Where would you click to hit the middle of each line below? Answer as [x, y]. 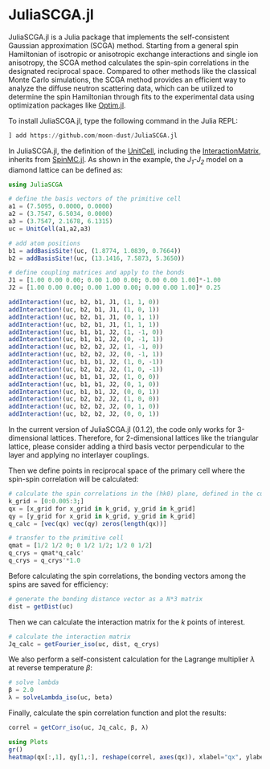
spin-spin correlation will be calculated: [74, 479]
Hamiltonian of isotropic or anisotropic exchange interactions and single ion [133, 54]
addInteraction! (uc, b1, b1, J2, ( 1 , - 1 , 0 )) [86, 332]
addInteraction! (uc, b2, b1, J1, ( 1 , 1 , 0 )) [84, 303]
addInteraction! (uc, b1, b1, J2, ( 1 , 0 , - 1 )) [86, 362]
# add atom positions [45, 243]
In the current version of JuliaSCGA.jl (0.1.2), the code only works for [122, 429]
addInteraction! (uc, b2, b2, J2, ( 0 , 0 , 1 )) [84, 414]
